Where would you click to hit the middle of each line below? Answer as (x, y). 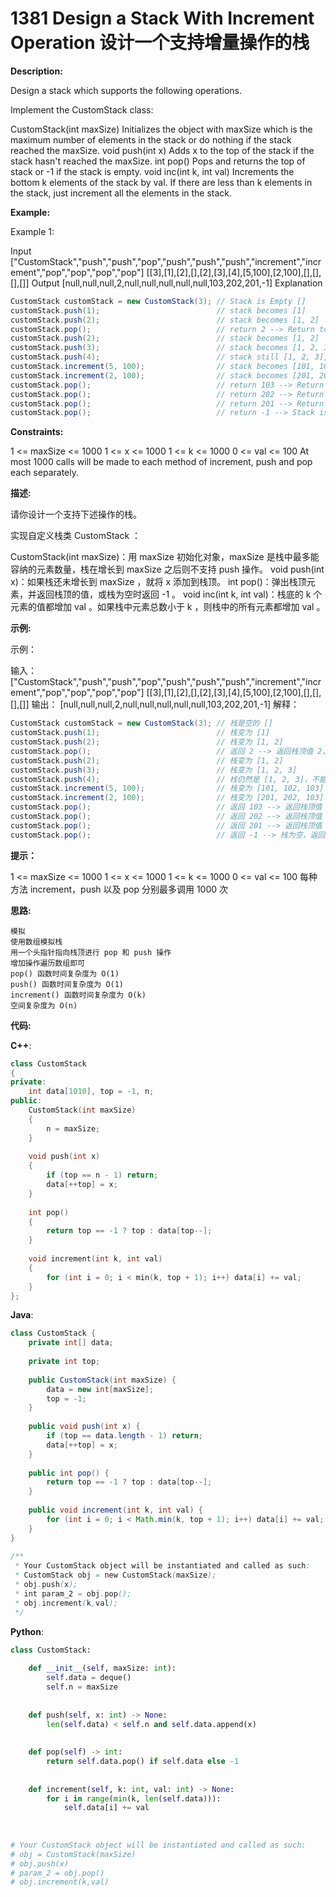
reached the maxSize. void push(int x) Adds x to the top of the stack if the (162, 150)
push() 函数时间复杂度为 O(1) (67, 984)
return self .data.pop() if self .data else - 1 (143, 1762)
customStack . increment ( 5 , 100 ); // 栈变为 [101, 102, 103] (167, 788)
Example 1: (32, 231)
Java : (22, 1315)
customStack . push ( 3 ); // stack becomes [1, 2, (165, 348)
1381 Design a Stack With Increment (162, 18)
